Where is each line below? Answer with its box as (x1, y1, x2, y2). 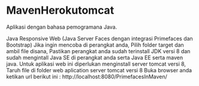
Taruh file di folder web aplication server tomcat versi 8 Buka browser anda (6, 66, 192, 73)
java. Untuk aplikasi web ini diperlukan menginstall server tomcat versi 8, (6, 60, 186, 67)
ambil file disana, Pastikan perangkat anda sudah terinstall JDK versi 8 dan (6, 47, 191, 54)
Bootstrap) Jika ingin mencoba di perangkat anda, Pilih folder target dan (6, 41, 184, 48)
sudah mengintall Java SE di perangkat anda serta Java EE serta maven (6, 54, 183, 61)
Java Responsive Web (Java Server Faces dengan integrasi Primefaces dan (6, 35, 193, 42)
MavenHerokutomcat (6, 4, 114, 17)
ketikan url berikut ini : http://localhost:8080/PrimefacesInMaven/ (6, 73, 168, 80)
